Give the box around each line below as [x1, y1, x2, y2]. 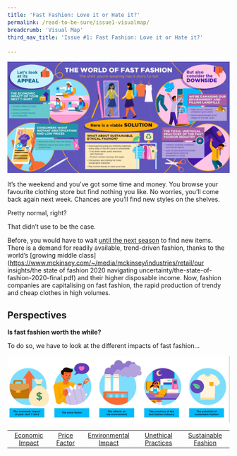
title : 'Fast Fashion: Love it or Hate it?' [7, 11, 140, 18]
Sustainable [188, 431, 222, 439]
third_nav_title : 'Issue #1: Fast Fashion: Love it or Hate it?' [7, 34, 203, 41]
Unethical [144, 431, 173, 439]
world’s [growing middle [7, 251, 78, 260]
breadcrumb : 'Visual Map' [7, 26, 83, 33]
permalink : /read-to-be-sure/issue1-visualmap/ [7, 18, 150, 26]
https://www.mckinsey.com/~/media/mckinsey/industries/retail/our [9, 258, 205, 268]
